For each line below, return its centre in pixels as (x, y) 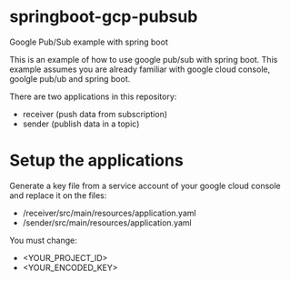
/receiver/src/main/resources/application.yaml (110, 213)
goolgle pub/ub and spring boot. (70, 78)
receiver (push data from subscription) (95, 114)
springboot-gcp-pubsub (104, 17)
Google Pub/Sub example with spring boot (89, 42)
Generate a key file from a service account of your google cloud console (145, 186)
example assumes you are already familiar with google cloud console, (140, 69)
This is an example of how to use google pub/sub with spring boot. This (144, 59)
